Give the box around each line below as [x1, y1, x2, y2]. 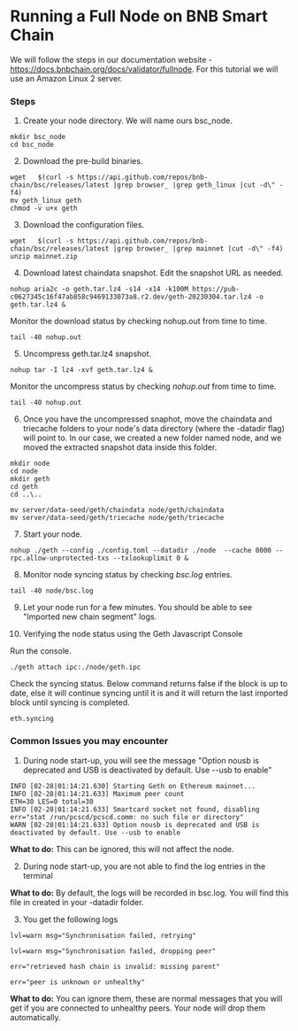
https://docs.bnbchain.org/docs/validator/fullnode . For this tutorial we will [10, 64, 279, 74]
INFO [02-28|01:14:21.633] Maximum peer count [10, 789, 185, 798]
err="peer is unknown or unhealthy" [10, 977, 145, 987]
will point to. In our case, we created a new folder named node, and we [22, 432, 282, 444]
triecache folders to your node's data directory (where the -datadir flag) [22, 423, 286, 434]
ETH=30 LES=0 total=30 [10, 797, 94, 806]
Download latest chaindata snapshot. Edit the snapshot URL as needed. [22, 267, 284, 278]
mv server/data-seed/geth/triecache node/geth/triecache [10, 514, 225, 523]
